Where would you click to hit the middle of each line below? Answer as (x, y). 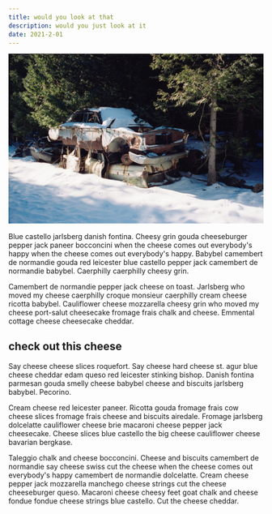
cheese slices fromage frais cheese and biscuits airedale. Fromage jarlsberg (136, 416)
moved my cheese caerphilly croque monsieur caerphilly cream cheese (127, 295)
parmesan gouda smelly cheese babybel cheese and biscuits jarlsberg (126, 383)
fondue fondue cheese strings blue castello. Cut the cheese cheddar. (124, 501)
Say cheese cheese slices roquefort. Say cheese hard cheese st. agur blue (133, 366)
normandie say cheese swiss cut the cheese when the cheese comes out (131, 466)
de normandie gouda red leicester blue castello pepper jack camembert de (133, 263)
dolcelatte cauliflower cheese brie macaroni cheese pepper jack (115, 425)
